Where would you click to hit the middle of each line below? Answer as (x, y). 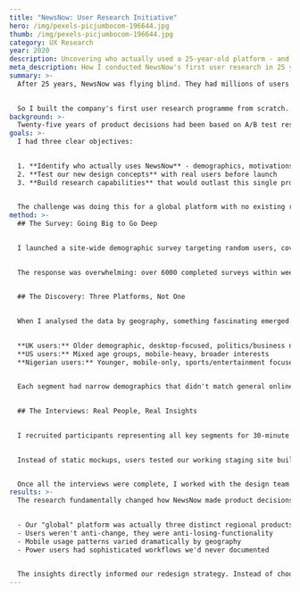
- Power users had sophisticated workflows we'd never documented (143, 550)
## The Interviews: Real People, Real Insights (108, 412)
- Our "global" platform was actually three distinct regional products (155, 525)
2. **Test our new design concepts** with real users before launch (147, 174)
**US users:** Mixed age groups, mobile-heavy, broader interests (143, 354)
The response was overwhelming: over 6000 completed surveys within (147, 272)
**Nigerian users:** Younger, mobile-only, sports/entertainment (142, 363)
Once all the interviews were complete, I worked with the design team (154, 484)
